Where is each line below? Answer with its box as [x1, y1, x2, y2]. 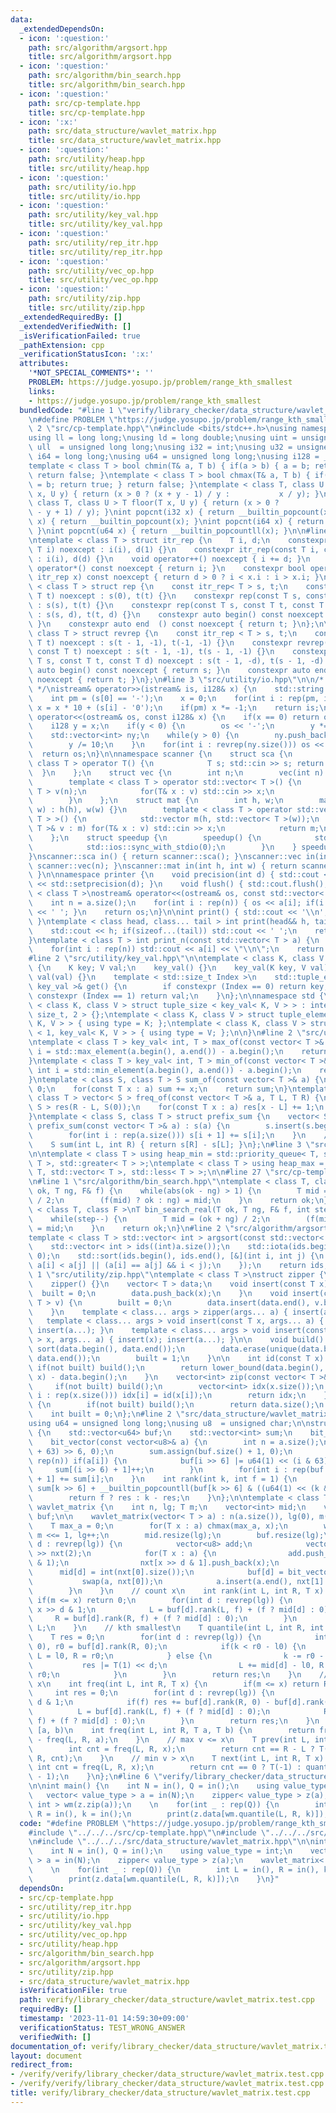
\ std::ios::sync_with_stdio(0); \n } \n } [28, 842, 298, 852]
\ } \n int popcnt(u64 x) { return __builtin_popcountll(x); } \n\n [28, 526, 307, 536]
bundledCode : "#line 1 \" [19, 405, 128, 415]
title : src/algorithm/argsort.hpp [28, 52, 172, 62]
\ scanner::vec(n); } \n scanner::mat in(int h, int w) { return [28, 861, 298, 871]
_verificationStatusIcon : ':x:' [19, 349, 155, 360]
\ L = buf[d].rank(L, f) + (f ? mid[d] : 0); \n [28, 1707, 271, 1717]
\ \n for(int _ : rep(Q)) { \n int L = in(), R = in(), [28, 1865, 320, 1875]
